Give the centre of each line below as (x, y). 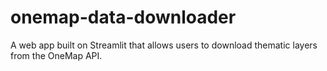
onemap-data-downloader (123, 17)
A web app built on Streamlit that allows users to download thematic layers (164, 45)
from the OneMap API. (56, 55)
